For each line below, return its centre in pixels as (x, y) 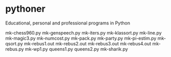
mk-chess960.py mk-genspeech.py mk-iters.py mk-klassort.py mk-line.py (84, 33)
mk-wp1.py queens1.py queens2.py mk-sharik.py (76, 49)
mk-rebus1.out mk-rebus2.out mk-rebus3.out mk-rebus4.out (88, 43)
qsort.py (14, 43)
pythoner (25, 9)
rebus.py (15, 49)
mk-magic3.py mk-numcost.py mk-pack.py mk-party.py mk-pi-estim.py (81, 38)
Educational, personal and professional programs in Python (68, 23)
